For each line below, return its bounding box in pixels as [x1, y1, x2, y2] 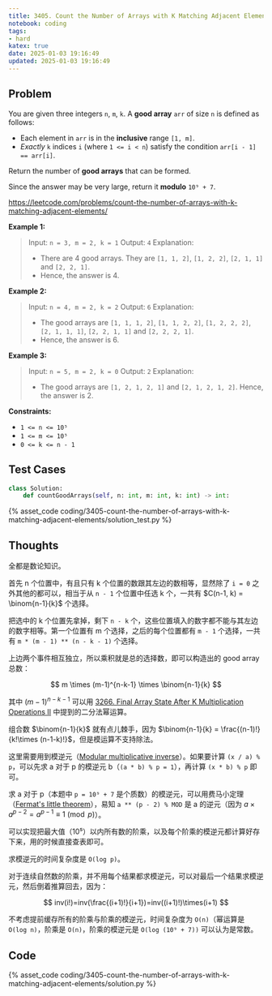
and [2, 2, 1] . [40, 261, 91, 272]
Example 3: [8, 350, 47, 360]
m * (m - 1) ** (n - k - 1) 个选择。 [17, 636, 143, 646]
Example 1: [8, 221, 46, 231]
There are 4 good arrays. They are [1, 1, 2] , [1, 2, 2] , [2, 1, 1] [40, 253, 263, 263]
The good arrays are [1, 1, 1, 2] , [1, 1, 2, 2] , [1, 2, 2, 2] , [40, 317, 252, 327]
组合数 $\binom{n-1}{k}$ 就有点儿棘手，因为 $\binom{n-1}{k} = [8, 723, 219, 734]
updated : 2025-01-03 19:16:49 [8, 58, 111, 66]
